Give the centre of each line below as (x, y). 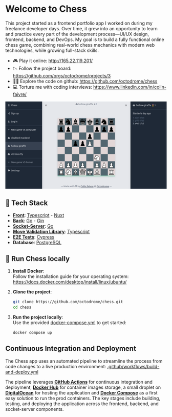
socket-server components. (35, 409)
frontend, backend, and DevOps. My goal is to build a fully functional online (85, 39)
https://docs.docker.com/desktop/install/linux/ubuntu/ (70, 282)
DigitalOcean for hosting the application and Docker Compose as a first (81, 392)
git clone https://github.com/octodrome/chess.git (68, 302)
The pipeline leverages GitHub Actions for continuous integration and (79, 382)
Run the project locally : (38, 317)
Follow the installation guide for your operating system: (71, 276)
